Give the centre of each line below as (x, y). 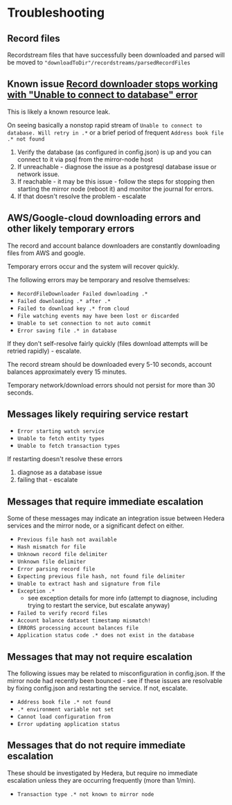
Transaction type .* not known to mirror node (86, 794)
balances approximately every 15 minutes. (67, 372)
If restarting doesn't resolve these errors (65, 459)
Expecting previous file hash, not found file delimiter (101, 577)
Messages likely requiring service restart (98, 414)
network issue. (38, 174)
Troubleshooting (56, 13)
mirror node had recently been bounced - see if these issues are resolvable (115, 681)
